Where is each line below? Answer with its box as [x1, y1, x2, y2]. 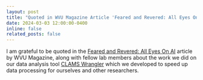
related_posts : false [6, 31, 61, 37]
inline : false [6, 25, 42, 32]
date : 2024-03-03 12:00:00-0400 [6, 20, 88, 26]
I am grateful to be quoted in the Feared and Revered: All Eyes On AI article [6, 48, 193, 55]
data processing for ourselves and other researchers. [6, 67, 139, 74]
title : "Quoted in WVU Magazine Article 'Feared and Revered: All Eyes [6, 14, 190, 20]
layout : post [6, 8, 39, 15]
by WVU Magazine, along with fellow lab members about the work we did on [6, 54, 197, 61]
